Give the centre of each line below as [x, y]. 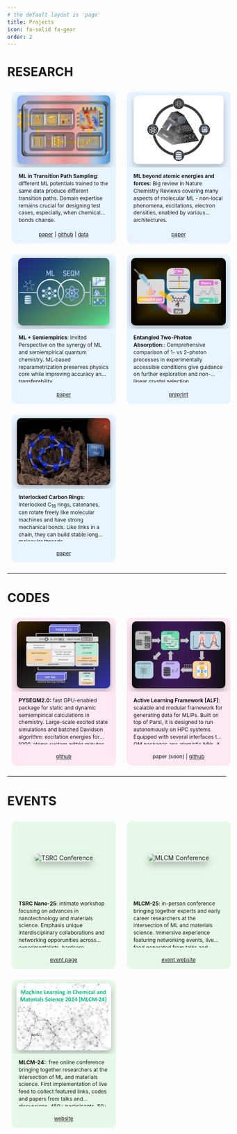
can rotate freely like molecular [57, 513]
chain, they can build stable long [58, 534]
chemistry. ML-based [44, 360]
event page [64, 960]
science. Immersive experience [172, 933]
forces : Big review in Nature [168, 183]
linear [140, 382]
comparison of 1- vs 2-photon [170, 352]
